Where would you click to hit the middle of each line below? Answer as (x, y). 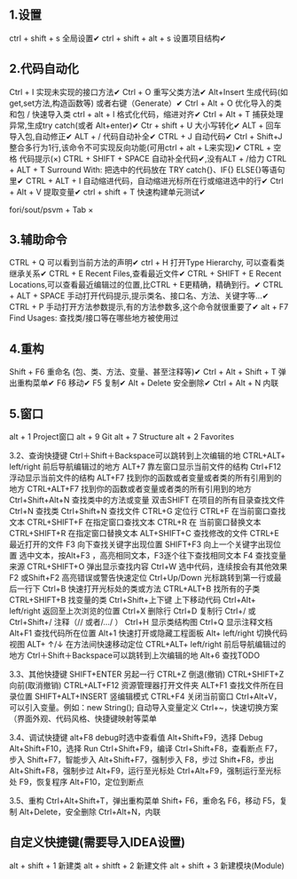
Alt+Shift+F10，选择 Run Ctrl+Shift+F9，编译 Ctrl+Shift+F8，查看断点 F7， (145, 748)
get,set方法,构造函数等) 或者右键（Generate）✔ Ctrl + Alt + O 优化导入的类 (145, 103)
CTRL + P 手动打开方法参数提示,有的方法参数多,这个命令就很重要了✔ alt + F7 (149, 307)
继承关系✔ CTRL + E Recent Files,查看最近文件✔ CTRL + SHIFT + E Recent (145, 273)
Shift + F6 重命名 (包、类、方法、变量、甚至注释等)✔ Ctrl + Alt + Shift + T (143, 372)
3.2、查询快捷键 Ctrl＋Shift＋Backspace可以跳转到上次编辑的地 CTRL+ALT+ (148, 455)
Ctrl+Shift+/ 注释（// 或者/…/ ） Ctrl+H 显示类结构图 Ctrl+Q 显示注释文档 (141, 622)
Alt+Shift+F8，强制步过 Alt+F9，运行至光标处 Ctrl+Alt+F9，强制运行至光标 (145, 771)
